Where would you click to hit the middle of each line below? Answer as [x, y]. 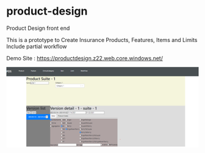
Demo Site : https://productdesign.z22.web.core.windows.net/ [85, 58]
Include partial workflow [37, 46]
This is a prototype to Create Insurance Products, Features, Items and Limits [102, 40]
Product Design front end [38, 28]
